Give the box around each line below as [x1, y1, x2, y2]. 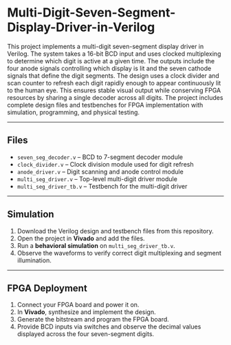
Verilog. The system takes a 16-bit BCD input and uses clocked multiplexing [7, 50, 221, 58]
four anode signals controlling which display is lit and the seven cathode [7, 64, 212, 72]
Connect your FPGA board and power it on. [16, 301, 140, 309]
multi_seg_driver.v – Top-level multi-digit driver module [16, 174, 177, 183]
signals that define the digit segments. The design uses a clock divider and [7, 71, 220, 80]
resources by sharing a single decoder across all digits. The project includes [7, 93, 223, 101]
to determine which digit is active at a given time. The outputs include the [7, 56, 215, 65]
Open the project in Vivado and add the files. [16, 234, 146, 242]
